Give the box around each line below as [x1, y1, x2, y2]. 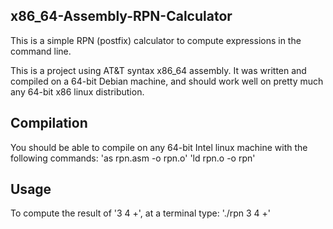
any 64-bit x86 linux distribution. [10, 85, 145, 98]
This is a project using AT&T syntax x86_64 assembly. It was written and [10, 64, 307, 76]
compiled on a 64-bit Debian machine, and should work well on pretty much [10, 75, 324, 87]
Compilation [10, 115, 88, 132]
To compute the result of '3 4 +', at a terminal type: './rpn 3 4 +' [10, 207, 272, 219]
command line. [10, 45, 72, 57]
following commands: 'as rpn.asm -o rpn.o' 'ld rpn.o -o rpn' [10, 152, 256, 164]
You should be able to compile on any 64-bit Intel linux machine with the [10, 141, 308, 153]
